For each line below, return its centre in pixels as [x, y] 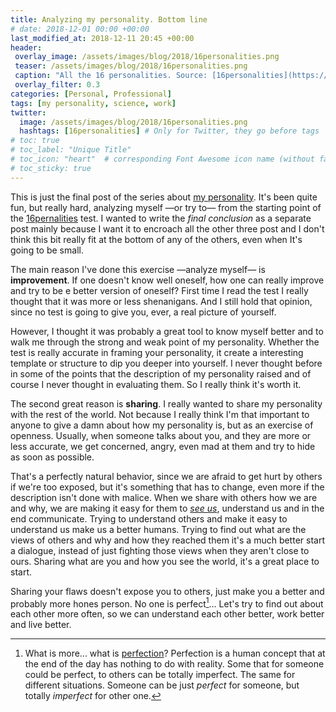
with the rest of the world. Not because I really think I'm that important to [160, 414]
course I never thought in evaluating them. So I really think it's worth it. [156, 384]
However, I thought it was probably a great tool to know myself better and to [167, 331]
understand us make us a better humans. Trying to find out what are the [158, 529]
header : [26, 47]
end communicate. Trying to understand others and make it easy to [149, 518]
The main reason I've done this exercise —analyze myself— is [138, 269]
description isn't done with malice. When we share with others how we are [164, 497]
